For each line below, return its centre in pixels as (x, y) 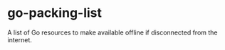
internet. (20, 39)
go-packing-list (54, 13)
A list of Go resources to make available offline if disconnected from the (113, 32)
